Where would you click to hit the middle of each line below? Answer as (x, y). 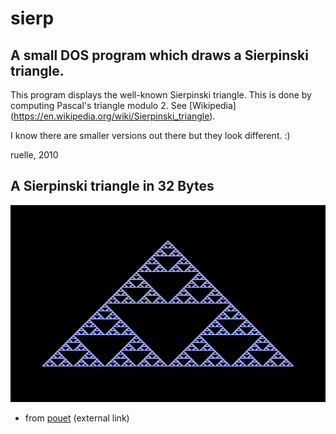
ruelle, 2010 (34, 155)
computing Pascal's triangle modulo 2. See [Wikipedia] (123, 105)
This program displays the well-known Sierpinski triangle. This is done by (161, 95)
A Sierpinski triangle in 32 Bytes (112, 186)
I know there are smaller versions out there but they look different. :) (150, 135)
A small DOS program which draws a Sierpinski (159, 55)
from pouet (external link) (77, 418)
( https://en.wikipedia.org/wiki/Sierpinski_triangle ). (113, 116)
